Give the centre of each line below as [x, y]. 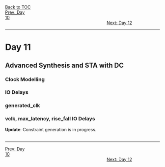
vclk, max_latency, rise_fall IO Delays [50, 119]
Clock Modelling [25, 79]
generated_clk [23, 106]
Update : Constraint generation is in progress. [51, 129]
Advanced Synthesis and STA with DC [65, 65]
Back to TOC [18, 7]
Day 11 [18, 47]
